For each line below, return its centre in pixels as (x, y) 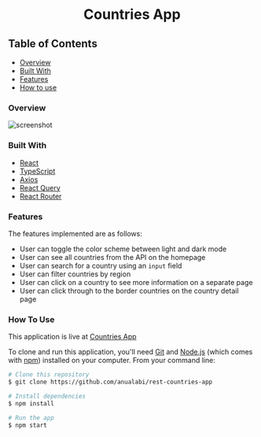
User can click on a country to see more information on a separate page (136, 282)
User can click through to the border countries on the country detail (129, 291)
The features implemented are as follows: (75, 233)
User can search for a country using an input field (101, 265)
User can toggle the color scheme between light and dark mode (123, 249)
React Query (40, 187)
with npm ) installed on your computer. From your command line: (112, 361)
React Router (40, 196)
